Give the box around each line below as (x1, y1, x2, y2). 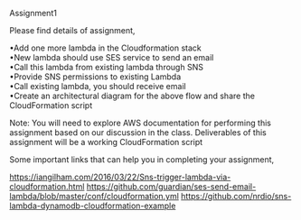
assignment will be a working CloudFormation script (9, 137, 203, 147)
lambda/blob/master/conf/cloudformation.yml (9, 191, 179, 201)
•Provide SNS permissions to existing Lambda (9, 71, 182, 82)
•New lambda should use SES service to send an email (9, 52, 214, 62)
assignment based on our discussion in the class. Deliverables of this (9, 127, 267, 138)
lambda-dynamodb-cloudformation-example (9, 200, 176, 211)
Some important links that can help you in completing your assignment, (9, 154, 275, 165)
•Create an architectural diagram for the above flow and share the (9, 90, 256, 101)
